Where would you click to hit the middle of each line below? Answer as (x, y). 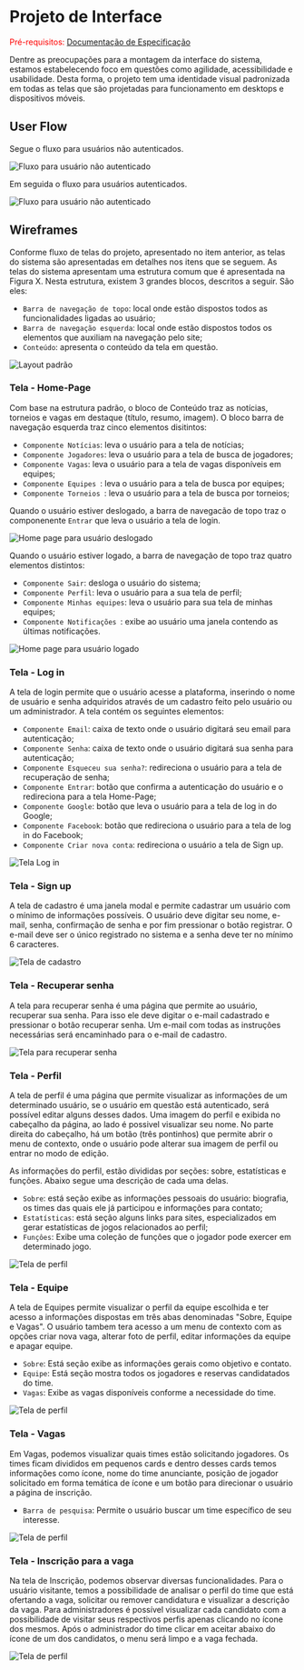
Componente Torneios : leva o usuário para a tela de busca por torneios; (156, 493)
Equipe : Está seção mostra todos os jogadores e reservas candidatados (156, 1374)
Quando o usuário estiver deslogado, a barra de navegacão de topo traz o (148, 510)
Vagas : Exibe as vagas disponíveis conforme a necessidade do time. (149, 1393)
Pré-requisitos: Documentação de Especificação (100, 42)
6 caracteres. (34, 945)
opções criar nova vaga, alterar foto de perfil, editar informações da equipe (150, 1336)
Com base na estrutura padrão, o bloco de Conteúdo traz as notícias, (139, 407)
